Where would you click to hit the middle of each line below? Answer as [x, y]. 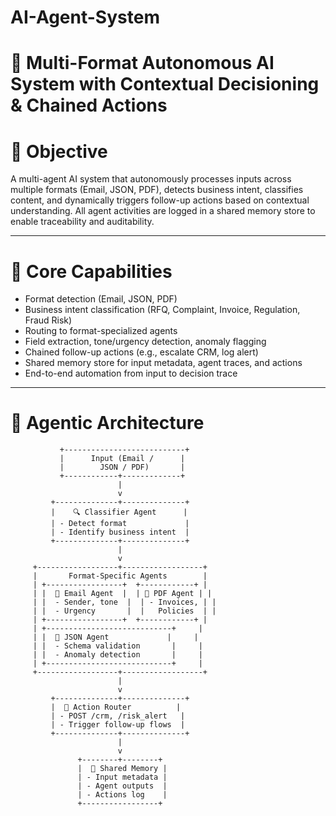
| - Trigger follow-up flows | [118, 725]
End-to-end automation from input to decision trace [131, 373]
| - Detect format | [120, 524]
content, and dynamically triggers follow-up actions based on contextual [160, 200]
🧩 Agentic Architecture [107, 423]
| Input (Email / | [122, 459]
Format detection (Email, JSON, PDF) [101, 299]
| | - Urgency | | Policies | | [124, 611]
